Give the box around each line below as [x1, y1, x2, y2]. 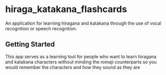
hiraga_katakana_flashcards [5, 4, 128, 15]
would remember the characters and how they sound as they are [5, 64, 140, 70]
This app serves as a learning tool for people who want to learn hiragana [5, 53, 157, 59]
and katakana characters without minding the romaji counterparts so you [5, 59, 157, 65]
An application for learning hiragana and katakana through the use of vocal [5, 20, 161, 26]
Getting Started [5, 40, 55, 49]
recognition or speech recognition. [5, 25, 77, 31]
